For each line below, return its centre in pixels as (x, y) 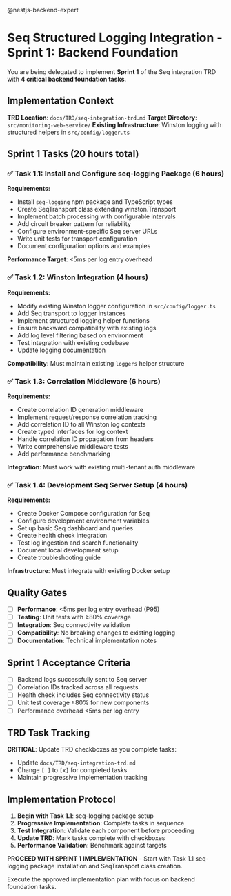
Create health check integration (62, 536)
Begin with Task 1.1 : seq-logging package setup (85, 816)
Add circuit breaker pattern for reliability (74, 224)
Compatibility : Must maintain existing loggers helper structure (96, 363)
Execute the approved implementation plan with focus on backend (101, 879)
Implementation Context (60, 101)
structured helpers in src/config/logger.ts (69, 132)
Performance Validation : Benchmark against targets (92, 846)
